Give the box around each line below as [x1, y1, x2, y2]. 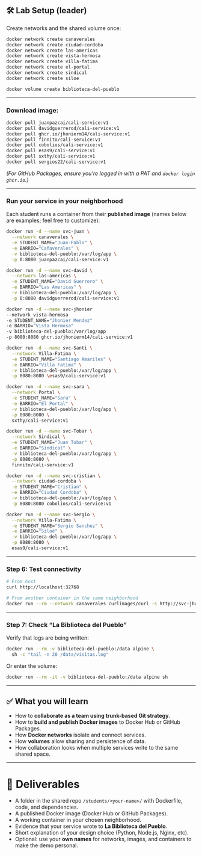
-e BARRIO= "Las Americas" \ [11, 284, 82, 291]
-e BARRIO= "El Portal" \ [11, 400, 74, 407]
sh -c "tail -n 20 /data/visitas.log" [11, 651, 109, 658]
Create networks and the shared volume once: [6, 24, 121, 32]
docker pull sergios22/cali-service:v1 [6, 159, 106, 165]
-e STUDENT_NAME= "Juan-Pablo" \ [11, 240, 93, 246]
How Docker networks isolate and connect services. [14, 731, 146, 739]
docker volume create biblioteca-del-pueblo [6, 86, 120, 92]
